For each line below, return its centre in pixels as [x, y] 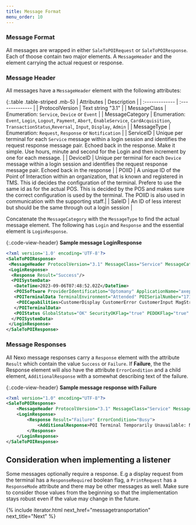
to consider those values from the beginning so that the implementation [92, 493]
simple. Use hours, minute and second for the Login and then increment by [96, 152]
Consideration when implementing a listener [88, 460]
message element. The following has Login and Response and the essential [95, 225]
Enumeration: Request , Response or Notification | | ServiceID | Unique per [94, 133]
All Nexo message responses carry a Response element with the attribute [93, 357]
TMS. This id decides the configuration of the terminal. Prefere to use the [94, 183]
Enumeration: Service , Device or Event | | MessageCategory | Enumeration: [96, 114]
